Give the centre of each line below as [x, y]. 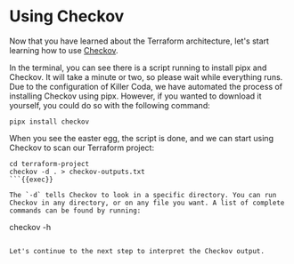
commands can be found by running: [75, 211]
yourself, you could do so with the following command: [110, 105]
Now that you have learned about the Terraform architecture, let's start [139, 41]
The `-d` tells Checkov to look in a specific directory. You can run [143, 195]
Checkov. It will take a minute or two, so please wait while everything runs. [146, 76]
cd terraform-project [49, 164]
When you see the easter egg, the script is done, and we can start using [142, 138]
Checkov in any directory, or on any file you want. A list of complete [147, 203]
